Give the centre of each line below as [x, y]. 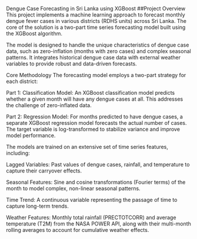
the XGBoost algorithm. [34, 34]
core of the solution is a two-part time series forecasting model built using [96, 27]
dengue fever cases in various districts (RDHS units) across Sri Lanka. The [96, 21]
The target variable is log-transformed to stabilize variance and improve [93, 129]
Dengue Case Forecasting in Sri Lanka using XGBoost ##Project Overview [96, 9]
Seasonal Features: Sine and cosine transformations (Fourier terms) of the [96, 182]
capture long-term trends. [37, 206]
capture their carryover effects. [44, 171]
